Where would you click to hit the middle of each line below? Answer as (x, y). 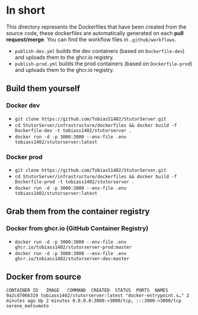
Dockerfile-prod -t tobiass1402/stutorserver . (74, 182)
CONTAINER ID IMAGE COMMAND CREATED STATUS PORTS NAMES (87, 291)
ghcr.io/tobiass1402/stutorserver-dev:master (72, 259)
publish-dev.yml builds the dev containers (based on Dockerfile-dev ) (100, 51)
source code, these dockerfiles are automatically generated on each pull (95, 33)
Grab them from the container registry (78, 212)
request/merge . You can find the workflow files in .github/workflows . (91, 39)
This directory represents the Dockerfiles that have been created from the (96, 27)
